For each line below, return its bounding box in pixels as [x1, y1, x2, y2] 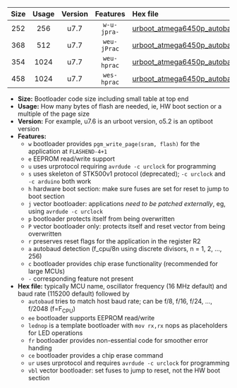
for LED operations [28, 328, 83, 337]
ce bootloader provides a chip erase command [28, 351, 164, 359]
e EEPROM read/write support [28, 154, 115, 163]
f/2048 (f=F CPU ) [28, 305, 76, 315]
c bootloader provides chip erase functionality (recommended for [28, 260, 219, 267]
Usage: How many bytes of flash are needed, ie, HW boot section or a [17, 102, 222, 110]
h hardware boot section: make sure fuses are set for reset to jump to [28, 185, 229, 193]
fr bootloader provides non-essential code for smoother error [28, 336, 208, 344]
